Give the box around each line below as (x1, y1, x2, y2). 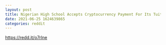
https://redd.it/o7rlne (5, 35, 47, 41)
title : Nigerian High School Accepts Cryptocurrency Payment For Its (5, 12, 152, 17)
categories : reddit (5, 21, 45, 26)
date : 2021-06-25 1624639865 (5, 16, 65, 21)
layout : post (5, 7, 32, 12)
